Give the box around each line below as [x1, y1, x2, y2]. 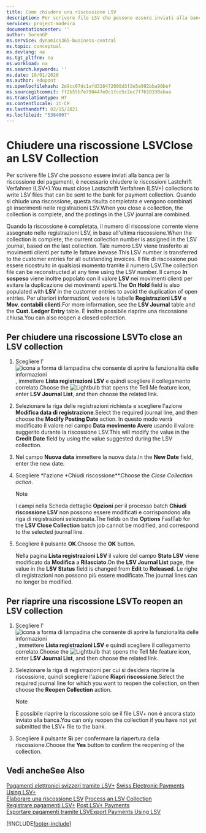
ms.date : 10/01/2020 [6, 72, 59, 78]
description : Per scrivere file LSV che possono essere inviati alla [6, 15, 188, 21]
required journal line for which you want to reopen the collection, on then [15, 679, 200, 687]
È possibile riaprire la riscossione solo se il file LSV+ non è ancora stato [15, 710, 196, 717]
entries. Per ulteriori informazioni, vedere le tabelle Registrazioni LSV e [6, 294, 187, 302]
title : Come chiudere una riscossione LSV [6, 9, 116, 15]
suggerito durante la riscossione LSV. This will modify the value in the [15, 428, 189, 436]
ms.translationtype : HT [6, 95, 67, 101]
